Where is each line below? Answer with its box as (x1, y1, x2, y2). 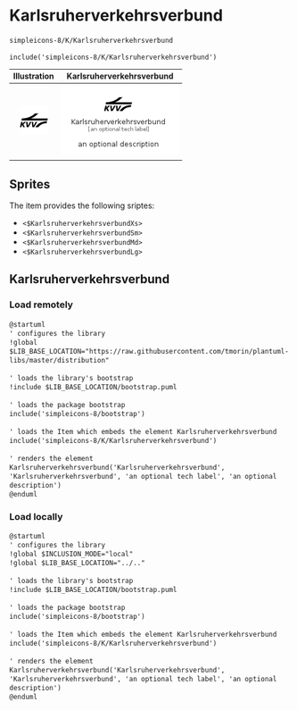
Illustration (12, 71, 55, 81)
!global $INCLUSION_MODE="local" (9, 549, 134, 558)
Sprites (9, 176, 51, 192)
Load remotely (9, 298, 74, 311)
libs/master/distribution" (9, 355, 110, 364)
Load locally (9, 510, 63, 522)
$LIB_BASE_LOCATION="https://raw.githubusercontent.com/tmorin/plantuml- (9, 347, 290, 355)
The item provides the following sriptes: (9, 200, 155, 211)
